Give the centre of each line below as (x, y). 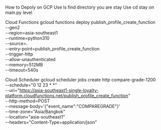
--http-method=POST (27, 101)
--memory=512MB (24, 65)
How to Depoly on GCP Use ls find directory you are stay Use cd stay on (79, 7)
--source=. (16, 43)
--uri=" (12, 90)
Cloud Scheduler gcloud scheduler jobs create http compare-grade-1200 (80, 80)
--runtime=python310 (27, 38)
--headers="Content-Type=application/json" (51, 122)
